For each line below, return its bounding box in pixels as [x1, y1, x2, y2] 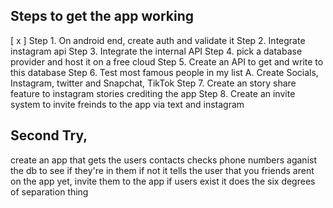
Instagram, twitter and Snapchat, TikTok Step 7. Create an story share [10, 77, 297, 89]
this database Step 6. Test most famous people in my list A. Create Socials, [10, 66, 319, 78]
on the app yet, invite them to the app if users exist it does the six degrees [10, 175, 316, 187]
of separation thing [10, 185, 89, 198]
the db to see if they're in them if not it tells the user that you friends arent [10, 164, 315, 176]
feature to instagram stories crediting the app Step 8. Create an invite [10, 87, 296, 99]
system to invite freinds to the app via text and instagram [10, 98, 245, 110]
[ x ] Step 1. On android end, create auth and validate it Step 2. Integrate [10, 34, 306, 46]
